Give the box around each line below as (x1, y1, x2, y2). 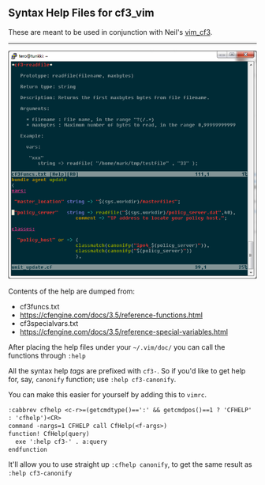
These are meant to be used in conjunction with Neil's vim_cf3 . (8, 27, 213, 36)
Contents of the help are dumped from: (8, 286, 136, 296)
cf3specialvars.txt (19, 319, 79, 328)
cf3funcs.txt (19, 302, 60, 311)
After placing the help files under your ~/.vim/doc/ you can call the (8, 343, 226, 351)
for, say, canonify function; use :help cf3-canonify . (8, 375, 177, 384)
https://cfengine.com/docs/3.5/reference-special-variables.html (19, 328, 229, 336)
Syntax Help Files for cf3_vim (8, 6, 155, 20)
